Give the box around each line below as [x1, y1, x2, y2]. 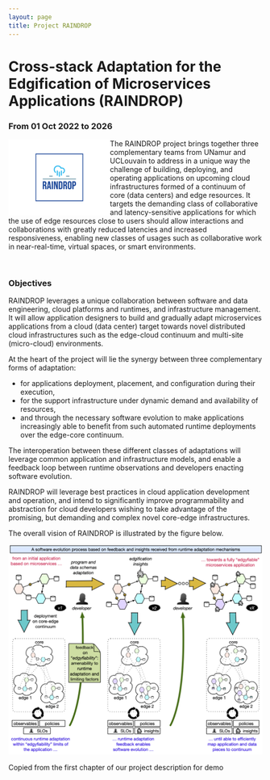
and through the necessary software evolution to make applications [19, 413, 244, 423]
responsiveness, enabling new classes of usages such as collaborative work [8, 233, 262, 242]
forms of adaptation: [8, 363, 77, 373]
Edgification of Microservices [8, 74, 211, 93]
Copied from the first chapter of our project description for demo [8, 763, 224, 773]
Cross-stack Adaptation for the [8, 57, 222, 76]
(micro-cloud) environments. [8, 339, 104, 349]
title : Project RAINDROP [8, 21, 92, 30]
